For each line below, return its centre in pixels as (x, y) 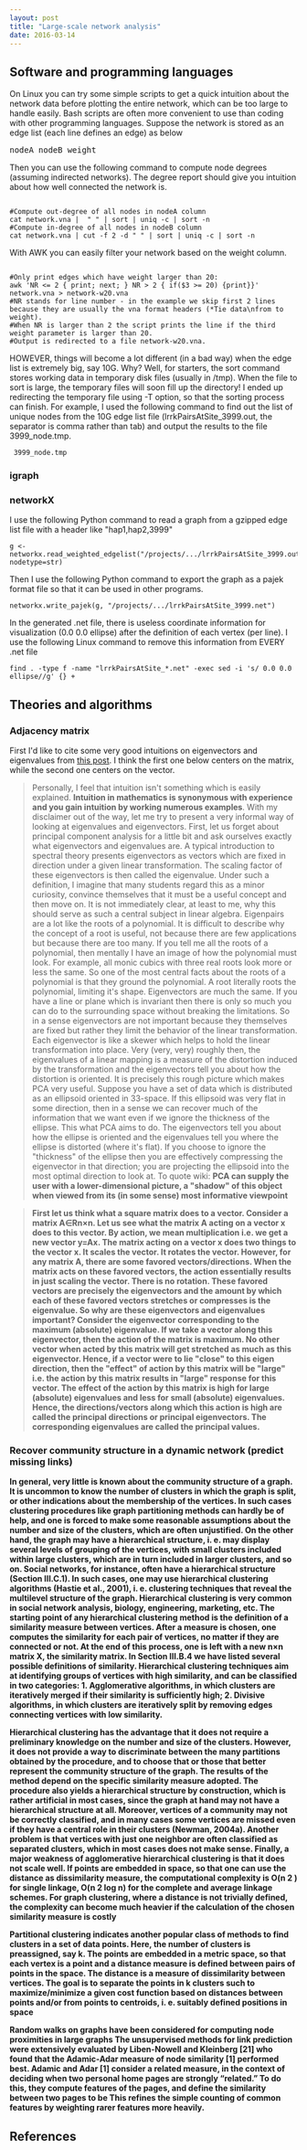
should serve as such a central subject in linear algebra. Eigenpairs (158, 914)
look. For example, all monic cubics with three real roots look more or (162, 963)
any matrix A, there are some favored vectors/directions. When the (162, 1262)
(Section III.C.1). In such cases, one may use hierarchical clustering (139, 1579)
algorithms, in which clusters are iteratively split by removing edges (141, 1705)
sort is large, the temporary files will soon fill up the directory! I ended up (146, 387)
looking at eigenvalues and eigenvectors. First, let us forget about (155, 827)
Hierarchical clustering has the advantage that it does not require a (139, 1732)
